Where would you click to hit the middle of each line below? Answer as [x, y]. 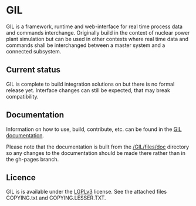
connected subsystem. [34, 51]
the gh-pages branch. [33, 159]
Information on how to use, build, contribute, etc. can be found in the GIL [94, 129]
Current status [33, 70]
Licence [21, 178]
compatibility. [23, 96]
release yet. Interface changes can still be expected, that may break [88, 90]
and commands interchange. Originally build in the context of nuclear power [98, 32]
